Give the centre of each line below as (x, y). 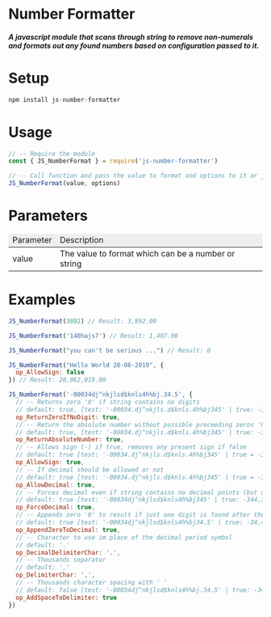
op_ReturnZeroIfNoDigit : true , (68, 417)
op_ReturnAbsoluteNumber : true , (70, 440)
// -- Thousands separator (61, 560)
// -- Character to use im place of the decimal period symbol (124, 537)
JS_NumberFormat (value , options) (65, 184)
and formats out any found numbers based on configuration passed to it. (134, 45)
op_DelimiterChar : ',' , (55, 575)
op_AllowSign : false (50, 373)
